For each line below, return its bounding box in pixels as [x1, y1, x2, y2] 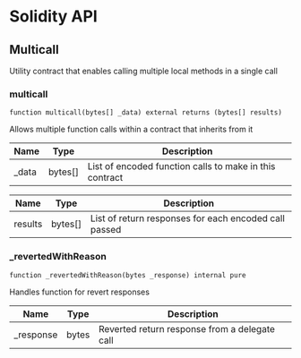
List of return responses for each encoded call [90, 212, 285, 225]
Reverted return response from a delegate [98, 322, 276, 335]
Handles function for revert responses [9, 286, 150, 297]
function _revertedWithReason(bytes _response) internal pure [9, 270, 246, 279]
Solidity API [9, 6, 99, 27]
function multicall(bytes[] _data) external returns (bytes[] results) [9, 108, 282, 117]
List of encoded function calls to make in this [87, 160, 276, 173]
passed [90, 224, 122, 236]
